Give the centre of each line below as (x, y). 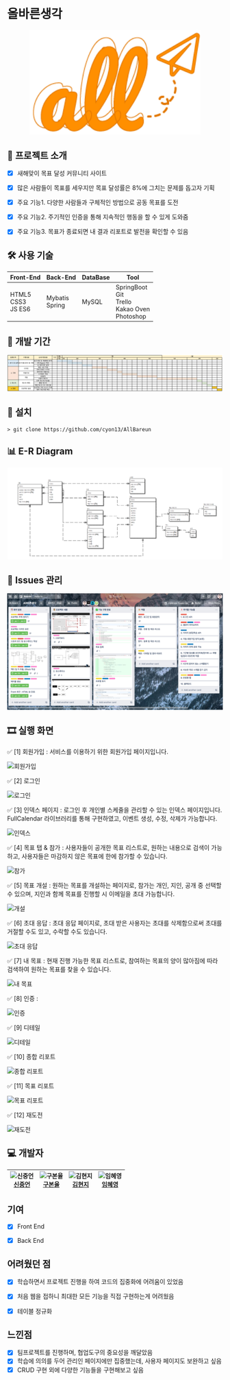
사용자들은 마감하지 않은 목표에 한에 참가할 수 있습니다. (94, 856)
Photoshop (131, 316)
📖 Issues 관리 (35, 580)
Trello (124, 302)
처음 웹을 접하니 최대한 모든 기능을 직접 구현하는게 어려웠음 (95, 1296)
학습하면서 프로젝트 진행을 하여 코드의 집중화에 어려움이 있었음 (100, 1282)
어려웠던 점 (29, 1264)
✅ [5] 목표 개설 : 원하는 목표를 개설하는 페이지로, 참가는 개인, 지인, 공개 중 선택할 (114, 885)
